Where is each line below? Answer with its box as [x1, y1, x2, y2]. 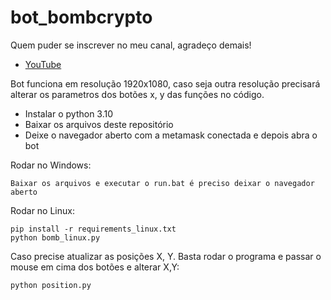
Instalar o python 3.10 [24, 107, 114, 120]
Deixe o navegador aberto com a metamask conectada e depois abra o [24, 129, 318, 141]
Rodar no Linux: [10, 204, 75, 216]
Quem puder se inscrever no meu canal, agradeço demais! [10, 39, 252, 51]
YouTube [24, 58, 62, 70]
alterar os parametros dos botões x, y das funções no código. [10, 88, 265, 100]
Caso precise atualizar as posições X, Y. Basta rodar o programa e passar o [10, 250, 322, 262]
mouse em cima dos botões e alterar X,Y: [10, 261, 180, 273]
